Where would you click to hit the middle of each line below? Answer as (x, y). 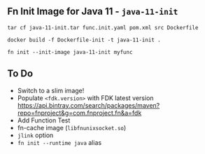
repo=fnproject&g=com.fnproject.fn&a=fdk (79, 113)
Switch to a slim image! (51, 90)
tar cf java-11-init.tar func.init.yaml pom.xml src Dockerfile (103, 27)
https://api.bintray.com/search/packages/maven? (89, 105)
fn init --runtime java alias (59, 142)
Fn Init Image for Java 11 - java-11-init (93, 12)
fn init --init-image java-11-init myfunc (70, 52)
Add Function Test (44, 120)
